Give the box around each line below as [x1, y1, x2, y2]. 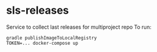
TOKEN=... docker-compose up [6, 40, 78, 46]
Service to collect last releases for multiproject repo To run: [6, 23, 152, 30]
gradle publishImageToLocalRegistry [6, 35, 97, 41]
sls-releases [6, 4, 70, 17]
